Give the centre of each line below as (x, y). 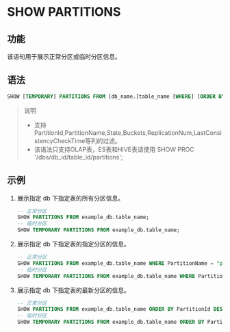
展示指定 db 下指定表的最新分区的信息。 (73, 290)
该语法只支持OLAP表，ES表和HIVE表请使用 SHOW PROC (114, 149)
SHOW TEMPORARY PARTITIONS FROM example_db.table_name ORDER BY (111, 322)
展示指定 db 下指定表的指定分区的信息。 (73, 244)
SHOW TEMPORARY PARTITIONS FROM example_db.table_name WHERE (106, 276)
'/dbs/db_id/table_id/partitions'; (78, 157)
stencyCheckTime (60, 140)
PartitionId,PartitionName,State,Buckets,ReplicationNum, (114, 132)
